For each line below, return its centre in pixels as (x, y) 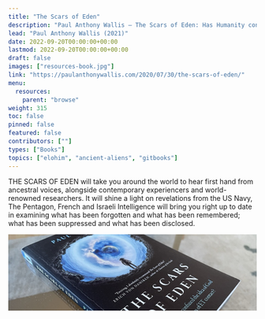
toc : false (26, 117)
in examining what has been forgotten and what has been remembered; (124, 215)
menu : (17, 83)
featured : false (35, 133)
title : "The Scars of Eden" (54, 17)
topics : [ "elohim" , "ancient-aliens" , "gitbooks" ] (93, 158)
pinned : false (32, 125)
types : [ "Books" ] (37, 150)
